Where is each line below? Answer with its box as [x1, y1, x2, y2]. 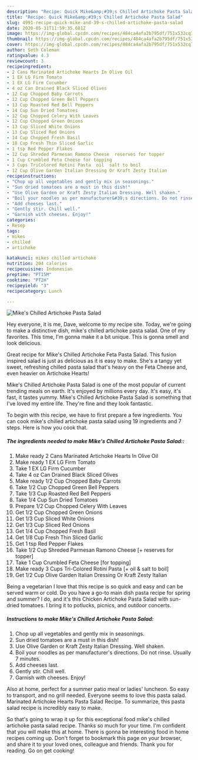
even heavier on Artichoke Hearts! [6, 370, 90, 377]
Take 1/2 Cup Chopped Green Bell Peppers [15, 484, 119, 491]
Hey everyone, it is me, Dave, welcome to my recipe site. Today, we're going [6, 321, 192, 328]
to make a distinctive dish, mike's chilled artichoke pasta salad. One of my [6, 327, 186, 334]
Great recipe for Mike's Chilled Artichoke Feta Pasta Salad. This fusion [6, 351, 177, 358]
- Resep [6, 222, 26, 228]
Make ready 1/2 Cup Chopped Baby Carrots [15, 477, 121, 484]
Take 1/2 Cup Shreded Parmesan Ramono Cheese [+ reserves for [15, 546, 174, 553]
